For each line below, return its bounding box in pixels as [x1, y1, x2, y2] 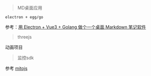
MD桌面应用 [17, 5, 42, 10]
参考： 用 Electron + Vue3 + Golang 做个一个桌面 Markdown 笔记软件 [5, 24, 146, 30]
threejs [17, 34, 32, 40]
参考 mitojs [5, 66, 28, 71]
